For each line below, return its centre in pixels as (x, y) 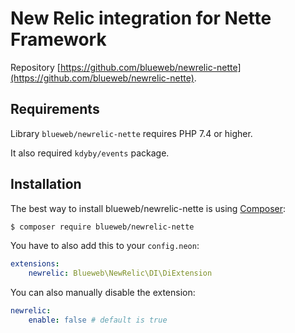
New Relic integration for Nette (141, 18)
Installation (46, 184)
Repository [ (35, 67)
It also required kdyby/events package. (90, 153)
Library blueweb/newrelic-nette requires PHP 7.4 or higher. (131, 133)
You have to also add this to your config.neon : (105, 246)
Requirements (55, 109)
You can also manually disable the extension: (103, 293)
